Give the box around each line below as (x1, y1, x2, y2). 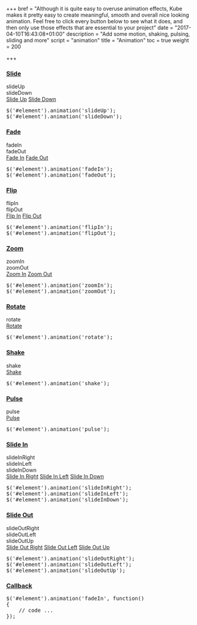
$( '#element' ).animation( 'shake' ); (6, 380, 110, 386)
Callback (6, 581, 33, 590)
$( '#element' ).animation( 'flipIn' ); (6, 224, 113, 230)
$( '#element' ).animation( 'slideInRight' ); (6, 484, 132, 491)
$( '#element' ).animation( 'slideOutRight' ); (6, 555, 135, 562)
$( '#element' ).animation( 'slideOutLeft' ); (6, 561, 132, 568)
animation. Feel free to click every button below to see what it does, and (6, 18, 183, 24)
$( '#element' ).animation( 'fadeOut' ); (6, 171, 117, 178)
